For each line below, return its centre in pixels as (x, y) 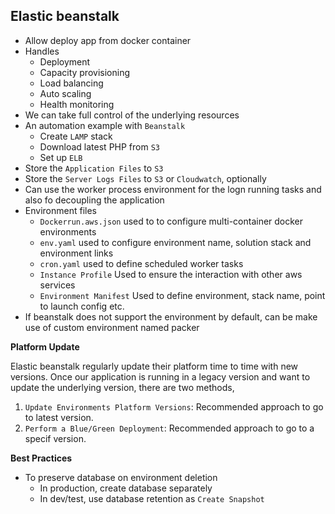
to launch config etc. (82, 306)
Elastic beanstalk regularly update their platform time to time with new (154, 366)
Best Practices (41, 458)
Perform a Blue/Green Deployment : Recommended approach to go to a (169, 428)
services (57, 285)
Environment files (60, 210)
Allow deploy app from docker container (108, 40)
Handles (42, 51)
